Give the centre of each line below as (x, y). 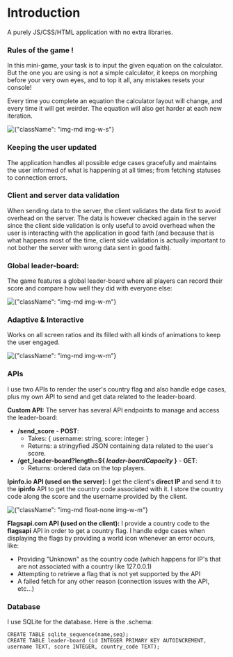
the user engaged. (34, 342)
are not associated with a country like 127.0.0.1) (85, 566)
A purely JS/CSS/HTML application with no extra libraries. (90, 32)
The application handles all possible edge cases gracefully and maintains (112, 162)
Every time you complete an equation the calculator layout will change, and (115, 101)
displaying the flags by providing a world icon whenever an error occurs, (111, 538)
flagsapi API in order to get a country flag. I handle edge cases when (106, 530)
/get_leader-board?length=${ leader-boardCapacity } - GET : (107, 461)
